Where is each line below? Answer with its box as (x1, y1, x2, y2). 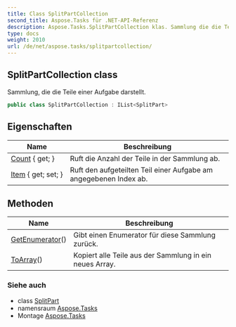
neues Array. (73, 259, 116, 269)
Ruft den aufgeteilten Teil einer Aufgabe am (70, 165, 213, 174)
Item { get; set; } (11, 169, 63, 179)
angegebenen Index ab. (70, 174, 148, 184)
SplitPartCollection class (7, 69, 118, 81)
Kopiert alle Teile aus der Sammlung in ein (73, 250, 212, 260)
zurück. (73, 239, 98, 249)
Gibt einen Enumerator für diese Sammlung (73, 230, 216, 240)
